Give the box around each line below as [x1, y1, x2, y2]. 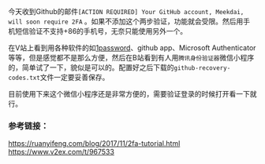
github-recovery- [174, 64, 231, 72]
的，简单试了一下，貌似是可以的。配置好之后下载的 [8, 63, 174, 72]
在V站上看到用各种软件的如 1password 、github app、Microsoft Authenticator [8, 43, 256, 53]
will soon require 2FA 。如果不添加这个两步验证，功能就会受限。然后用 [8, 16, 244, 26]
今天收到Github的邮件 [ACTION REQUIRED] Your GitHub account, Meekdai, [8, 7, 244, 16]
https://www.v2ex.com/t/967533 [8, 148, 114, 157]
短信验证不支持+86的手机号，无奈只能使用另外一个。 [14, 27, 188, 35]
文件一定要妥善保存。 [39, 73, 110, 82]
